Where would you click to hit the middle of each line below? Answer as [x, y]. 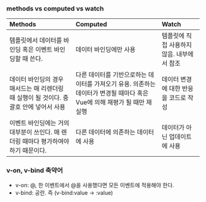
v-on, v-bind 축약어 [35, 171]
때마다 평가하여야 [46, 141]
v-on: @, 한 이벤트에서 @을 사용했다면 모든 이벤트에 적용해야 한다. [95, 185]
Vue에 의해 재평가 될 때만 [110, 102]
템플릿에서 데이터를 [36, 40]
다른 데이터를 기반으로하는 [111, 75]
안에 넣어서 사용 [44, 107]
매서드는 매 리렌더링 [37, 89]
